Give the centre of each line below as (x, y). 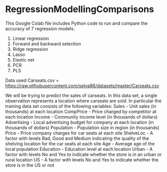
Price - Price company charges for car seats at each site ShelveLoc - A (79, 133)
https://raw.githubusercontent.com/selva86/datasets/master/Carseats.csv (82, 85)
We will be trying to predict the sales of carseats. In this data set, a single (81, 95)
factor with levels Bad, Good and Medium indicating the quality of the (77, 138)
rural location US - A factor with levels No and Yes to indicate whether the (82, 159)
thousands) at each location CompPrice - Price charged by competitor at (81, 111)
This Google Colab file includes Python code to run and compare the (76, 23)
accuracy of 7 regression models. (40, 28)
